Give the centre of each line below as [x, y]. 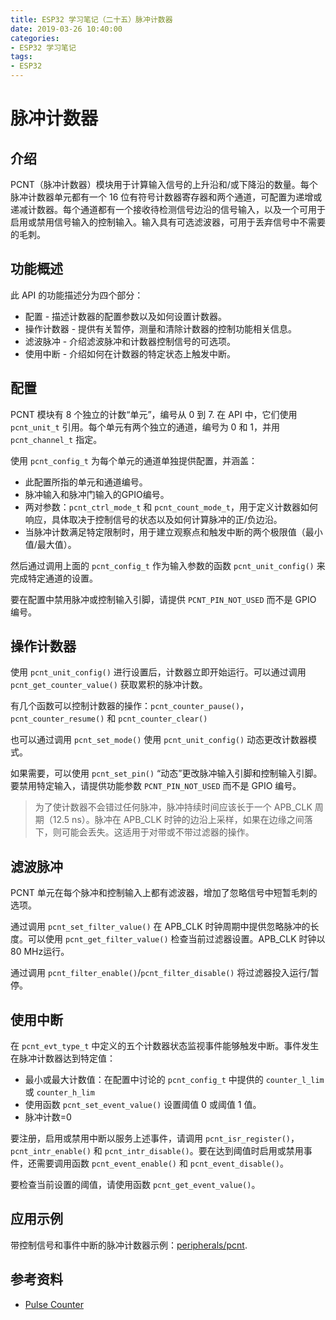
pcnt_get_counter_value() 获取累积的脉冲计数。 [109, 685]
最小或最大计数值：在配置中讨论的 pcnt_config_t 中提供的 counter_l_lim [174, 1080]
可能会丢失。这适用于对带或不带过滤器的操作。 [158, 832]
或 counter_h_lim [59, 1092]
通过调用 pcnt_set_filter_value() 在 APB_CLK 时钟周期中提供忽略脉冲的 [160, 927]
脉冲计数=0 [48, 1117]
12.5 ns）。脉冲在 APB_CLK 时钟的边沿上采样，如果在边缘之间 [178, 820]
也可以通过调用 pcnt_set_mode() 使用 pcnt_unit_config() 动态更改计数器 [159, 740]
